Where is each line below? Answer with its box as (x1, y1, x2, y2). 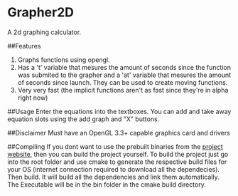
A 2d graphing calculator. (7, 28, 82, 36)
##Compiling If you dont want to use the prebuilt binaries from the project (7, 142, 224, 150)
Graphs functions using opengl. (17, 55, 110, 64)
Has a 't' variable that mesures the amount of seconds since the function (17, 63, 231, 71)
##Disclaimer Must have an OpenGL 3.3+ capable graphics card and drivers (7, 128, 231, 137)
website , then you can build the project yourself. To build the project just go (7, 150, 229, 158)
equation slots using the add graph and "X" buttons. (7, 115, 160, 123)
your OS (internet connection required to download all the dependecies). (7, 165, 220, 173)
